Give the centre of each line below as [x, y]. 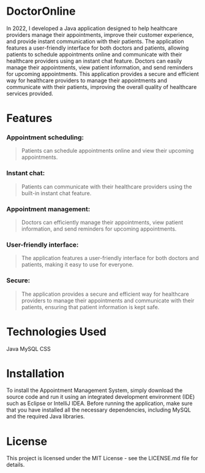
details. [16, 465]
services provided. [30, 93]
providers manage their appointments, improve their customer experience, [100, 34]
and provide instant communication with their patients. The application [95, 41]
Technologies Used [57, 332]
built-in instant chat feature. [56, 193]
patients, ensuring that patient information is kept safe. [90, 307]
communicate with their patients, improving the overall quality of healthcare [102, 87]
